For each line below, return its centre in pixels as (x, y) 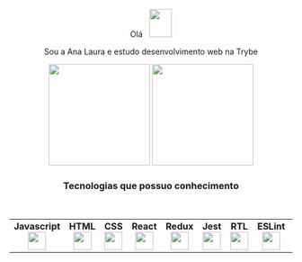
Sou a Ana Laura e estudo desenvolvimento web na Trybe (151, 51)
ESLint (271, 227)
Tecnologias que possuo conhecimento (151, 185)
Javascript (37, 227)
